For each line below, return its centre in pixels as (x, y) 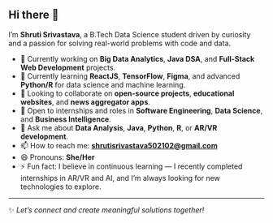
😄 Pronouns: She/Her (57, 157)
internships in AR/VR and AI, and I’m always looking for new (120, 178)
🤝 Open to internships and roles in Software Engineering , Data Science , (141, 110)
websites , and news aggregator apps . (85, 101)
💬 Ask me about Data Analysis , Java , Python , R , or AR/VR (119, 127)
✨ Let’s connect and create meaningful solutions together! (106, 210)
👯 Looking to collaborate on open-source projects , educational (127, 93)
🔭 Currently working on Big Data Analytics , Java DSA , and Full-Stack (137, 58)
